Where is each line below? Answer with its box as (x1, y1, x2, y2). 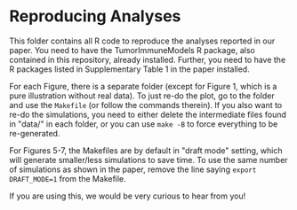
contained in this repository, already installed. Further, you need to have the (9, 54, 286, 65)
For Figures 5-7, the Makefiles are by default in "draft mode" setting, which (9, 144, 283, 156)
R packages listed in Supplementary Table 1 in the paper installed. (9, 64, 251, 74)
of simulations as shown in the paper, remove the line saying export (9, 164, 257, 175)
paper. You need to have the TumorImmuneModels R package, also (9, 44, 255, 55)
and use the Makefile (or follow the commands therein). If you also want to (9, 99, 283, 110)
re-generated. (9, 128, 60, 138)
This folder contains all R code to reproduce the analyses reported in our (9, 35, 276, 46)
